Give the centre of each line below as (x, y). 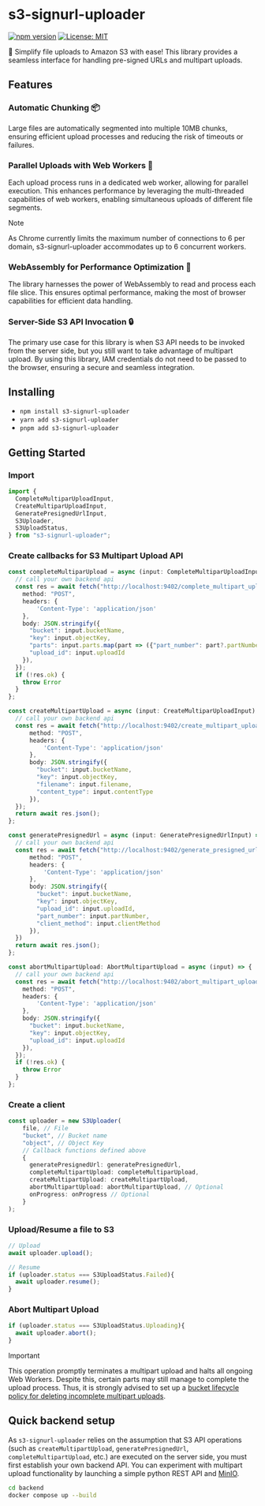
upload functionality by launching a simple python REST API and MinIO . (124, 1473)
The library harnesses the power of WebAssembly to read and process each (132, 284)
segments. (25, 208)
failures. (21, 144)
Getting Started (47, 453)
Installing (32, 392)
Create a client (37, 1104)
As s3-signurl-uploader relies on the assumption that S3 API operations (125, 1440)
